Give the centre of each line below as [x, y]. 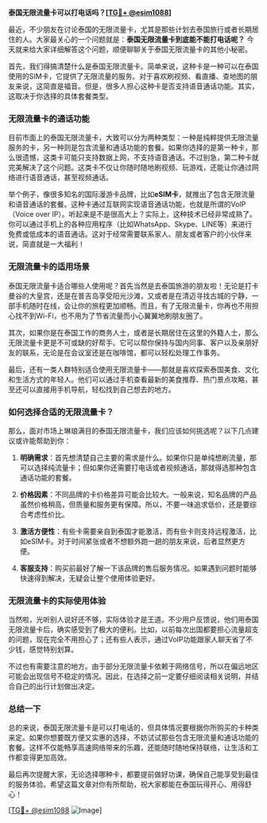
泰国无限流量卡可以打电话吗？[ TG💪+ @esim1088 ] [90, 12]
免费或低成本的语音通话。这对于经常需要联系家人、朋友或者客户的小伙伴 [126, 234]
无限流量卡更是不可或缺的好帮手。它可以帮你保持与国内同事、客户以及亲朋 [130, 343]
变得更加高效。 [46, 758]
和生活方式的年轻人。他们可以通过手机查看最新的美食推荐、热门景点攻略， [130, 379]
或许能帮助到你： [43, 441]
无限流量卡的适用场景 [49, 267]
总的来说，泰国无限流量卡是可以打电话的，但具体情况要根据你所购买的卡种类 [133, 727]
